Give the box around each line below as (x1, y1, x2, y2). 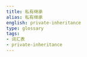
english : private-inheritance (6, 20, 82, 26)
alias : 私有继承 (6, 14, 43, 20)
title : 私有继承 (6, 8, 43, 15)
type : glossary (6, 25, 44, 31)
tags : (6, 31, 20, 37)
